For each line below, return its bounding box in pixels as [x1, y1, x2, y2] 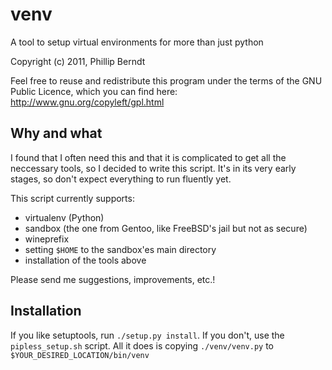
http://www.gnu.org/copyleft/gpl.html [10, 96, 165, 108]
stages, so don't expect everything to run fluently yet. [10, 173, 232, 185]
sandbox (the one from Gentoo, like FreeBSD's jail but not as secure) [24, 222, 308, 234]
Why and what [10, 125, 103, 142]
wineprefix [24, 233, 70, 245]
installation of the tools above [24, 254, 147, 266]
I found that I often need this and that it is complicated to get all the [10, 151, 287, 163]
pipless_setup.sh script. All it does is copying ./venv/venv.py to [10, 339, 275, 352]
